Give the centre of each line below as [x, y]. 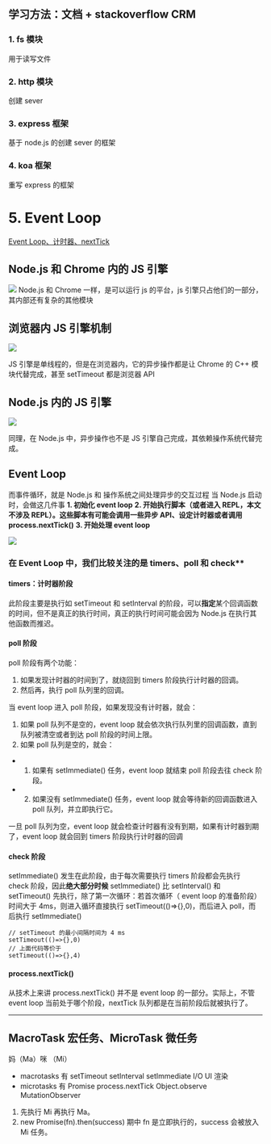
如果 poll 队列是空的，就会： [67, 744]
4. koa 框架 [30, 166]
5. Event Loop [55, 218]
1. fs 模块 [25, 40]
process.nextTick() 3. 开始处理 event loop [79, 525]
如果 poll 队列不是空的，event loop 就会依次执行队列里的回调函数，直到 [138, 724]
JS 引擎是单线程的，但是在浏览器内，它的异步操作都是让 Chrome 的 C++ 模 [133, 364]
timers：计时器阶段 [41, 584]
